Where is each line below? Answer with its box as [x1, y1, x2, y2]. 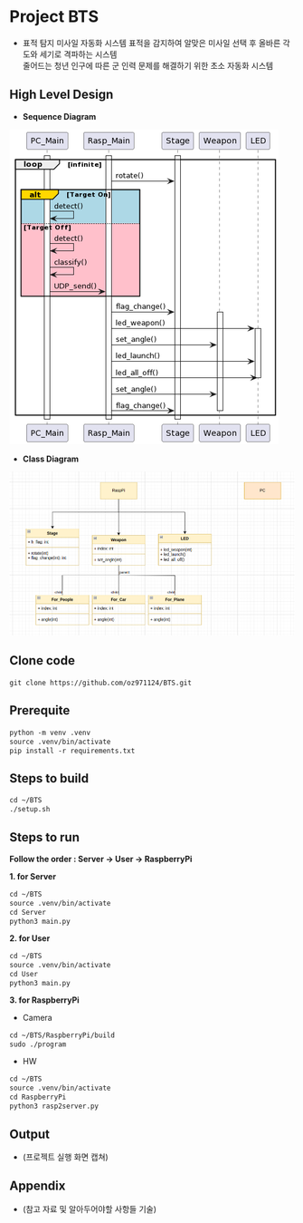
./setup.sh [9, 805, 51, 814]
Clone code [9, 653, 75, 668]
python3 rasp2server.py [9, 1102, 99, 1111]
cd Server [9, 908, 47, 917]
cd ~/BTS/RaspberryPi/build [9, 1031, 116, 1040]
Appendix [9, 1179, 66, 1194]
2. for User [9, 933, 51, 944]
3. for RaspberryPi [9, 995, 80, 1005]
